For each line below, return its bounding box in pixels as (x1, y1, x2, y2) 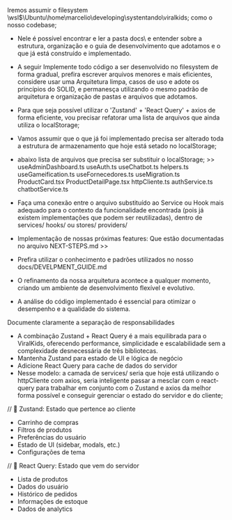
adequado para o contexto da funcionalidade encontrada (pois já (17, 206, 204, 214)
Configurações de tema (17, 448, 86, 456)
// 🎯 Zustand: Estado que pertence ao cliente (7, 405, 136, 413)
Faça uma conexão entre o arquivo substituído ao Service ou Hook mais (17, 198, 224, 207)
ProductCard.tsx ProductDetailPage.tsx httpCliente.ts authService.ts (17, 178, 213, 186)
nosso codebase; (7, 21, 57, 29)
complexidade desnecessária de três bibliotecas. (17, 347, 158, 355)
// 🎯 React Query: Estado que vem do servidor (7, 461, 139, 470)
